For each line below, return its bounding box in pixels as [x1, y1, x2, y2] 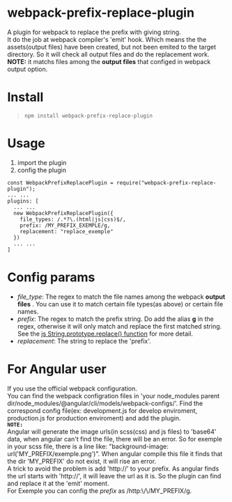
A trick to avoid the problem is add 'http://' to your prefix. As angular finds [7, 464, 219, 473]
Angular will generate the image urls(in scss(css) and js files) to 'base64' [7, 427, 217, 436]
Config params [7, 269, 95, 285]
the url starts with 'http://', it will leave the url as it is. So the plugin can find [7, 471, 222, 480]
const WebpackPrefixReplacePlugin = [7, 179, 114, 186]
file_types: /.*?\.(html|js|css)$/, [20, 216, 127, 223]
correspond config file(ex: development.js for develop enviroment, [7, 406, 198, 415]
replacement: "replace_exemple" [20, 228, 114, 235]
